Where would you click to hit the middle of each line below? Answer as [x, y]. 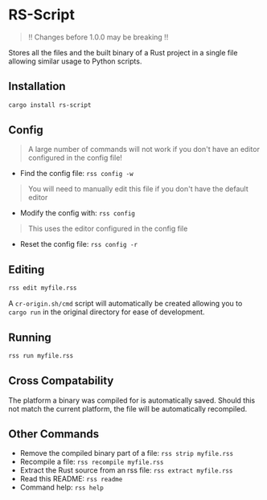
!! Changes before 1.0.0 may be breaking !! [98, 37]
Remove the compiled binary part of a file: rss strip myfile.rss [127, 453]
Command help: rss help [62, 487]
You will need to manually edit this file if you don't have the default [138, 189]
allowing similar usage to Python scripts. [75, 61]
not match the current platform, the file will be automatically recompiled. [128, 408]
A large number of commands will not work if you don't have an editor [144, 150]
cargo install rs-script [50, 105]
